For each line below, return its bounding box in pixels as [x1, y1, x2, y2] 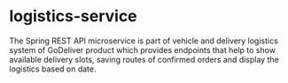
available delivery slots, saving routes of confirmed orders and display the [9, 54, 279, 64]
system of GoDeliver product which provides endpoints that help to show [9, 44, 276, 55]
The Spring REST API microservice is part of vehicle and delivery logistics [9, 35, 279, 46]
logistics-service [9, 6, 137, 26]
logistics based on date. [9, 64, 97, 74]
